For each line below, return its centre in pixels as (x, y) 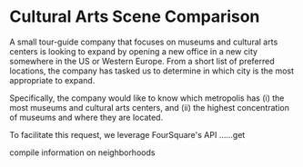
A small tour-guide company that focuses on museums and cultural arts (144, 42)
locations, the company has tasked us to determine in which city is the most (151, 71)
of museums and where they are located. (86, 117)
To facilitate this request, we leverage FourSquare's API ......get (127, 134)
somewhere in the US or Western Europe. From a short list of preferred (142, 61)
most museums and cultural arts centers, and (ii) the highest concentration (149, 107)
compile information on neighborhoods (82, 152)
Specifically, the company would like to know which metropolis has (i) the (147, 98)
